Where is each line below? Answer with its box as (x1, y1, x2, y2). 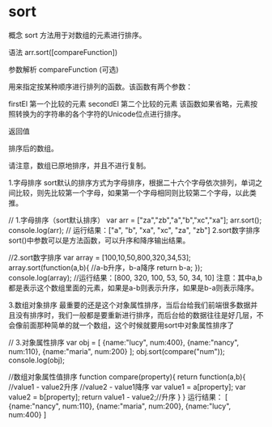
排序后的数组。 (8, 143, 58, 153)
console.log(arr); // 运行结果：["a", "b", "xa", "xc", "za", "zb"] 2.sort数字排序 (8, 225, 261, 235)
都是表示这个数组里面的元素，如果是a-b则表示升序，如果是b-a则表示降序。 (8, 282, 259, 293)
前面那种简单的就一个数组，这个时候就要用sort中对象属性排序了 (22, 320, 235, 330)
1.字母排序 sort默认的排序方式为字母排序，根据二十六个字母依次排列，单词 (8, 177, 256, 188)
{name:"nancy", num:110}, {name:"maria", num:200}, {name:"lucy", (8, 401, 232, 411)
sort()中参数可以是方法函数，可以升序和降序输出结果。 (8, 235, 190, 245)
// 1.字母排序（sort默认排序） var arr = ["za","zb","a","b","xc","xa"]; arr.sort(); (8, 215, 262, 225)
